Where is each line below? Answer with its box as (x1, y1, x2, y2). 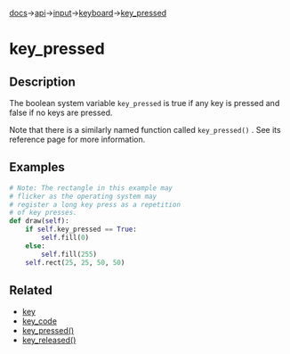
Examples (9, 160, 65, 175)
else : (25, 241, 46, 251)
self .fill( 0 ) (41, 234, 90, 243)
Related (9, 283, 53, 298)
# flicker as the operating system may (9, 192, 157, 201)
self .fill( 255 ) (41, 250, 98, 259)
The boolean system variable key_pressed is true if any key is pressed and (9, 98, 280, 108)
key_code (21, 316, 58, 326)
